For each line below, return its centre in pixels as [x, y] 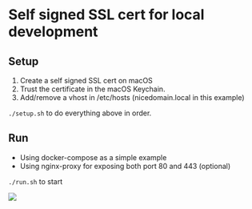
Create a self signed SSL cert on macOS [86, 80]
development [53, 32]
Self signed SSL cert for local [106, 15]
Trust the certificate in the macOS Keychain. [92, 89]
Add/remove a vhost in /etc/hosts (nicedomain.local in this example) [132, 97]
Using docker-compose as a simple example [93, 157]
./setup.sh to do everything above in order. [80, 113]
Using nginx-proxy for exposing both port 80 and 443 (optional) [125, 166]
